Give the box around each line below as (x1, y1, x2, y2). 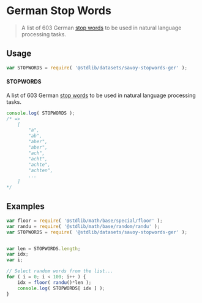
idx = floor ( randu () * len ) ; (17, 279, 92, 286)
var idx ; (6, 251, 29, 258)
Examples (6, 201, 45, 212)
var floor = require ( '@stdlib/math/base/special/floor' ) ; (6, 218, 163, 224)
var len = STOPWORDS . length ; (6, 245, 81, 252)
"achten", (28, 167, 53, 173)
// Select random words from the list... (6, 268, 114, 274)
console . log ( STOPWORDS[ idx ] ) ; (17, 285, 105, 291)
